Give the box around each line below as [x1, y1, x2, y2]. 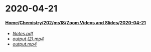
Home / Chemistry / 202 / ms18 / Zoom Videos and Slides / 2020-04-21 [5, 19, 146, 25]
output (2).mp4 [12, 36, 44, 42]
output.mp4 [12, 41, 37, 47]
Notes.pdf [12, 31, 34, 37]
